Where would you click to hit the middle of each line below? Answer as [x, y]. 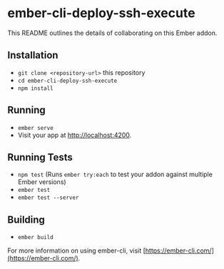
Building [26, 219]
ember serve [35, 128]
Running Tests [40, 157]
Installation [33, 55]
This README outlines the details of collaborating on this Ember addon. [112, 33]
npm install [35, 88]
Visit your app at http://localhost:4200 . [75, 135]
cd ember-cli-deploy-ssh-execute [67, 81]
